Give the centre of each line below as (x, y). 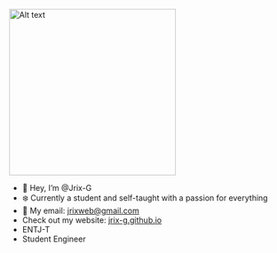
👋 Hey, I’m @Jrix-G (57, 188)
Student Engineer (54, 239)
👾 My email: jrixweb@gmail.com (80, 210)
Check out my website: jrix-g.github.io (92, 220)
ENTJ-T (36, 229)
